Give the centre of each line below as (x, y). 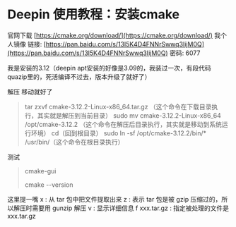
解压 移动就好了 (30, 92)
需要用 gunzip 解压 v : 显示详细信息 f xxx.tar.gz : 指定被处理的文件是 (130, 208)
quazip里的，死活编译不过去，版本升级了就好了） (79, 76)
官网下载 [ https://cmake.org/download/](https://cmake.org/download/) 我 (114, 35)
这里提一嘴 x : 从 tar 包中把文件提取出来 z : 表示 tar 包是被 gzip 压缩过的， (114, 199)
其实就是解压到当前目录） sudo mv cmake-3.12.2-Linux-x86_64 (129, 115)
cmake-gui (40, 171)
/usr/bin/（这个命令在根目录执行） (74, 142)
